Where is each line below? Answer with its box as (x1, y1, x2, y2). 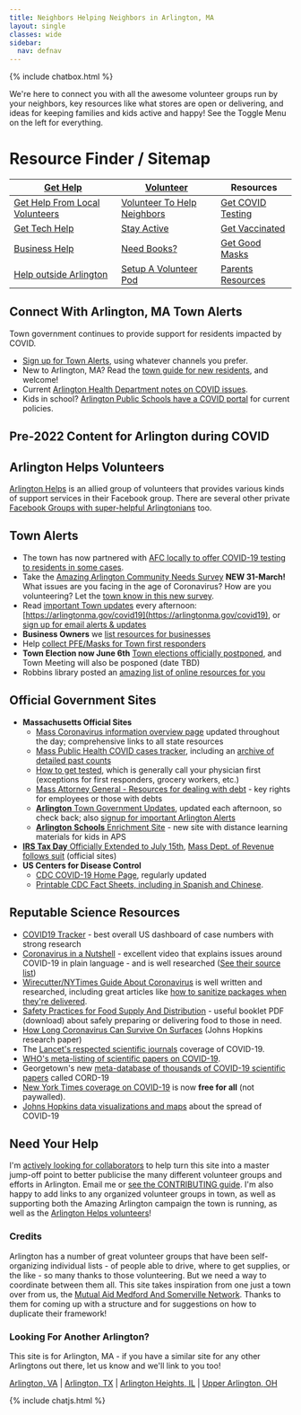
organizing (9, 1260, 49, 1271)
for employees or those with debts (35, 792, 163, 804)
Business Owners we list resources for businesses (21, 628, 211, 639)
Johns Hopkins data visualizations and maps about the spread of (21, 1101, 262, 1111)
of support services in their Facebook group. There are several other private (9, 493, 290, 504)
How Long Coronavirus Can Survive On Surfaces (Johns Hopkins (21, 1024, 263, 1035)
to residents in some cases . (21, 562, 125, 572)
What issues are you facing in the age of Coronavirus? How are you (21, 580, 271, 591)
